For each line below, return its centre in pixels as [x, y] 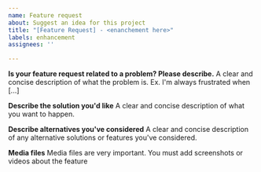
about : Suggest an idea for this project [77, 23]
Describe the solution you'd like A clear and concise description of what [127, 106]
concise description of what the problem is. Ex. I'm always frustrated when [129, 82]
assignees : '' [31, 45]
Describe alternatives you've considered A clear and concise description [129, 130]
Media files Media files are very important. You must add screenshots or [126, 153]
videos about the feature [48, 161]
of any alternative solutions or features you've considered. [103, 137]
